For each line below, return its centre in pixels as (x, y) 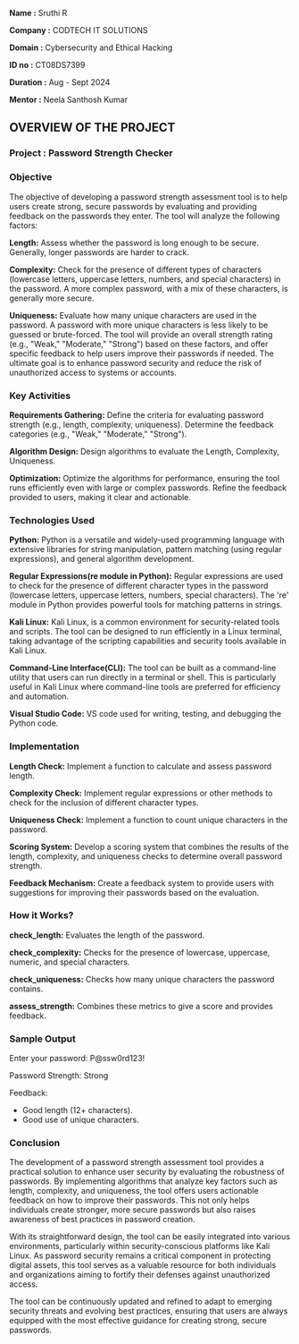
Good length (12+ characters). (77, 1110)
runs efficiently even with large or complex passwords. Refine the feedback (148, 488)
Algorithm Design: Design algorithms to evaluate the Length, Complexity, (144, 451)
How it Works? (42, 915)
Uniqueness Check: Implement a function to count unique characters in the (149, 820)
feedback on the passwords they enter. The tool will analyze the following (145, 216)
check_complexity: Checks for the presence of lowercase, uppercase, (140, 952)
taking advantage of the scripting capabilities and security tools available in (148, 641)
